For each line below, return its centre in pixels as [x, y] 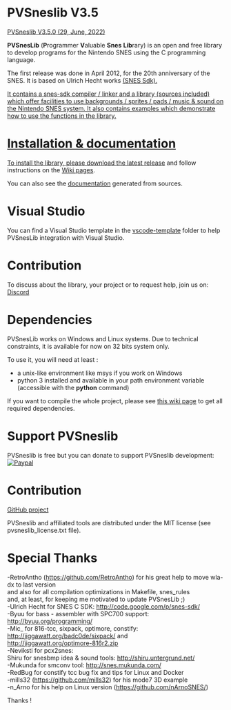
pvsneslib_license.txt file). [44, 530]
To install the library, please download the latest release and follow [102, 163]
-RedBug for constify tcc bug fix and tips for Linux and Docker [96, 672]
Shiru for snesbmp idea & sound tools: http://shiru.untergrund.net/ [101, 658]
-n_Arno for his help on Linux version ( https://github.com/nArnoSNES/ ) [108, 687]
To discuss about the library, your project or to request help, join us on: [108, 285]
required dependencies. [41, 408]
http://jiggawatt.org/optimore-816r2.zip [63, 643]
